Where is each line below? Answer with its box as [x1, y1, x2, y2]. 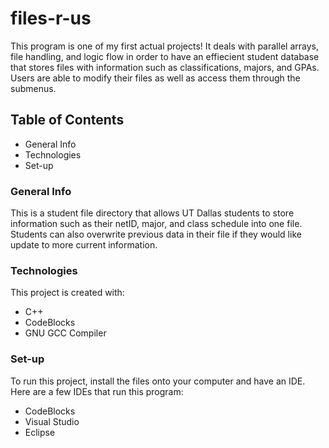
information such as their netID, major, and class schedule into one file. [10, 218, 303, 230]
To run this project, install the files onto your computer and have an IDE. [10, 375, 306, 387]
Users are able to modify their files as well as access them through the [10, 72, 301, 84]
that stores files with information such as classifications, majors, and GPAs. [10, 61, 320, 73]
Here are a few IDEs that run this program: [10, 385, 184, 397]
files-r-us [10, 7, 92, 30]
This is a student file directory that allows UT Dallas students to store [10, 207, 295, 219]
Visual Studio [24, 415, 80, 427]
